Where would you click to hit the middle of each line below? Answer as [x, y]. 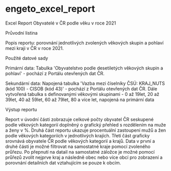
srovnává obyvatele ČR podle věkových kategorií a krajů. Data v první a [80, 141]
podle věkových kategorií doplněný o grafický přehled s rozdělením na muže [86, 125]
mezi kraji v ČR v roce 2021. [34, 48]
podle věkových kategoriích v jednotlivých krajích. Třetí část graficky [78, 135]
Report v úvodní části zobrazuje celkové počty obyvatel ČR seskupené [80, 119]
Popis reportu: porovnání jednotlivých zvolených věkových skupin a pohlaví [84, 43]
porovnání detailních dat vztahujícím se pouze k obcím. [63, 163]
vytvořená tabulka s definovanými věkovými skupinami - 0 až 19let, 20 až [82, 94]
